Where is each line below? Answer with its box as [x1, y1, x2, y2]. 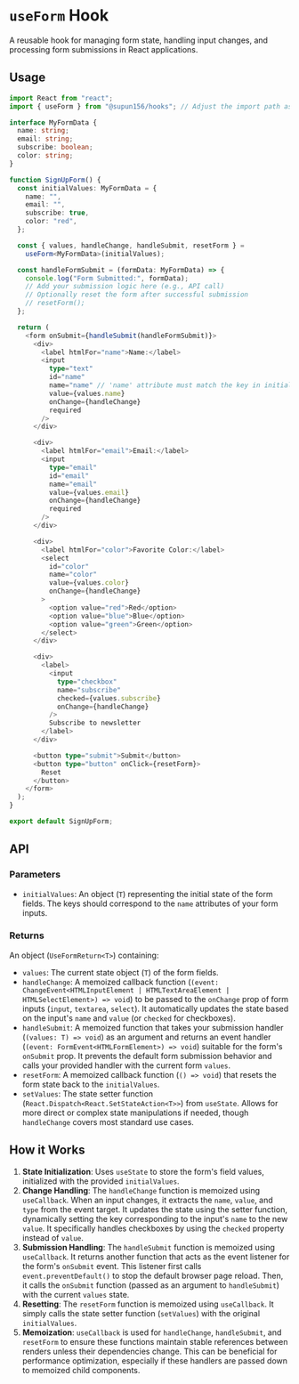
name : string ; [17, 126, 69, 135]
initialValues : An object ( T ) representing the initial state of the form [21, 888, 273, 899]
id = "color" [48, 562, 90, 571]
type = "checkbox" [56, 677, 117, 686]
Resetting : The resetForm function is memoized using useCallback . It [21, 1299, 274, 1309]
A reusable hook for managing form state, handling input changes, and [9, 35, 269, 45]
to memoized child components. [21, 1364, 141, 1375]
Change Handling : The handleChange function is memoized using [21, 1185, 261, 1195]
